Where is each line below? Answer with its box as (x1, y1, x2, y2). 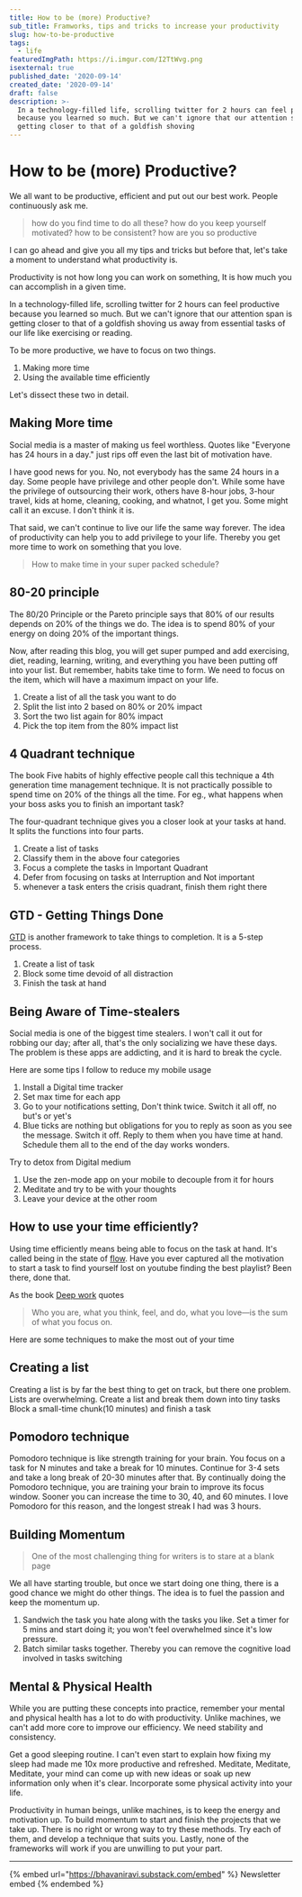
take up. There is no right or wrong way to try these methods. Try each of (9, 1824, 281, 1835)
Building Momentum (9, 1527, 126, 1542)
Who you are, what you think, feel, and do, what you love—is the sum (31, 1307, 289, 1318)
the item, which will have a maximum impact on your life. (9, 674, 218, 685)
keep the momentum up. (9, 1597, 101, 1608)
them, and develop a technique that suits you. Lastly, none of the (9, 1834, 250, 1845)
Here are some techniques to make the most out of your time (9, 1334, 235, 1345)
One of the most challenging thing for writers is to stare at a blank (31, 1551, 275, 1562)
